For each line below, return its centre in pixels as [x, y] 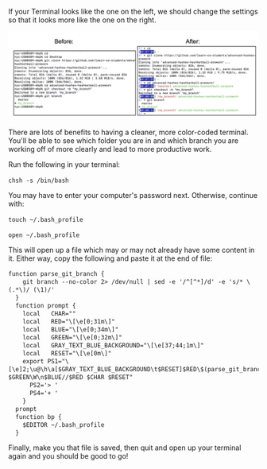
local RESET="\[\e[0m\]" [67, 354]
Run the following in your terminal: [64, 165]
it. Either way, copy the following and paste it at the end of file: [110, 258]
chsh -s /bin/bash [39, 181]
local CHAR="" [50, 314]
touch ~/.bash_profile [46, 220]
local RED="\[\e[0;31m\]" [69, 322]
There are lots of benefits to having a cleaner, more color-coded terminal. [128, 132]
